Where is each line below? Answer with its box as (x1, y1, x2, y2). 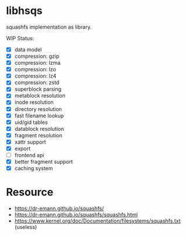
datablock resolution (14, 125, 64, 132)
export (14, 145, 31, 152)
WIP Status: (6, 34, 34, 41)
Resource (6, 186, 54, 199)
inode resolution (14, 99, 54, 106)
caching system (14, 165, 53, 172)
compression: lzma (14, 60, 61, 67)
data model (14, 46, 42, 53)
